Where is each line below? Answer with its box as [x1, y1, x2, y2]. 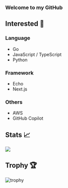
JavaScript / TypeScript [12, 51, 62, 57]
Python [12, 57, 28, 63]
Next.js [12, 86, 28, 92]
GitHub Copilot [12, 115, 44, 122]
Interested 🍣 [5, 20, 44, 28]
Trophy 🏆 [5, 161, 37, 170]
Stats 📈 [5, 130, 31, 139]
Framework [5, 69, 34, 76]
